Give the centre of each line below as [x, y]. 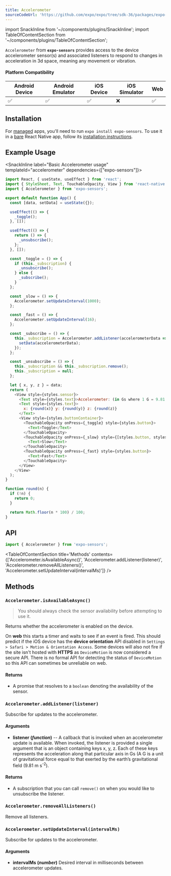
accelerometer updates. [38, 868]
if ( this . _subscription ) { [43, 263]
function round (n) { [27, 489]
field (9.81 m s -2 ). [31, 765]
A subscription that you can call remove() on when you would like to [83, 788]
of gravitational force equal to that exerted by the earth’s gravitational [85, 759]
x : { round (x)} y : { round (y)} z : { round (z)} [70, 409]
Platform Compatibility [30, 72]
